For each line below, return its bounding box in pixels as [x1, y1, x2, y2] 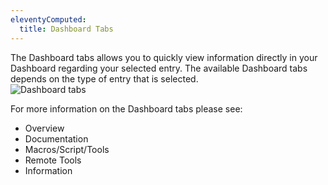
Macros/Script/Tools [24, 143, 110, 155]
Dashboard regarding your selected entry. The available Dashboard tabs [10, 62, 308, 74]
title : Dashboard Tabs [19, 24, 114, 34]
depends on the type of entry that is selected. [10, 72, 199, 85]
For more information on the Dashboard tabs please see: [10, 102, 243, 115]
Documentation [24, 132, 89, 145]
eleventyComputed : [10, 14, 87, 25]
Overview [24, 122, 65, 134]
